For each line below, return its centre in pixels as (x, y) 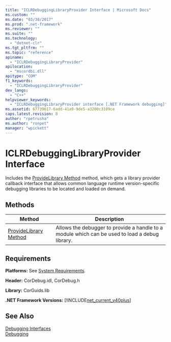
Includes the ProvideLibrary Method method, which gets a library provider (83, 178)
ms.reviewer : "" (22, 29)
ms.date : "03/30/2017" (29, 19)
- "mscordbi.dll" (28, 72)
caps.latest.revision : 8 (32, 114)
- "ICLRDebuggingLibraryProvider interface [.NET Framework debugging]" (89, 105)
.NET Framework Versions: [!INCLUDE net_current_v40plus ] (68, 300)
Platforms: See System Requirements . (45, 271)
